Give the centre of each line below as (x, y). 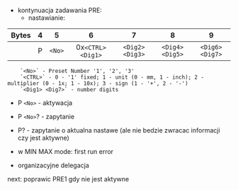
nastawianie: (47, 18)
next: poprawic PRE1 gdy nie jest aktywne (68, 179)
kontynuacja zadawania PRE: (60, 10)
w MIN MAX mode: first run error (66, 151)
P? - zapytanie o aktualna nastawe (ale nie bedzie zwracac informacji (119, 130)
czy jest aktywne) (43, 138)
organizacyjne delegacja (53, 165)
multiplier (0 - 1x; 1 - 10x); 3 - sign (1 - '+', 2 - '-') (98, 84)
